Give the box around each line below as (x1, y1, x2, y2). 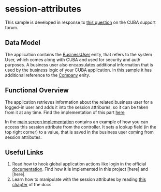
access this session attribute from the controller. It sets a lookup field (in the (5, 124, 157, 129)
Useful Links (5, 148, 44, 156)
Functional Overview (5, 86, 69, 95)
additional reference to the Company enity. (5, 72, 90, 78)
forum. (5, 24, 18, 30)
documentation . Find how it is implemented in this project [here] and (12, 166, 148, 172)
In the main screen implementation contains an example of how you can (5, 119, 148, 125)
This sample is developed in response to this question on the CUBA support (5, 19, 156, 25)
